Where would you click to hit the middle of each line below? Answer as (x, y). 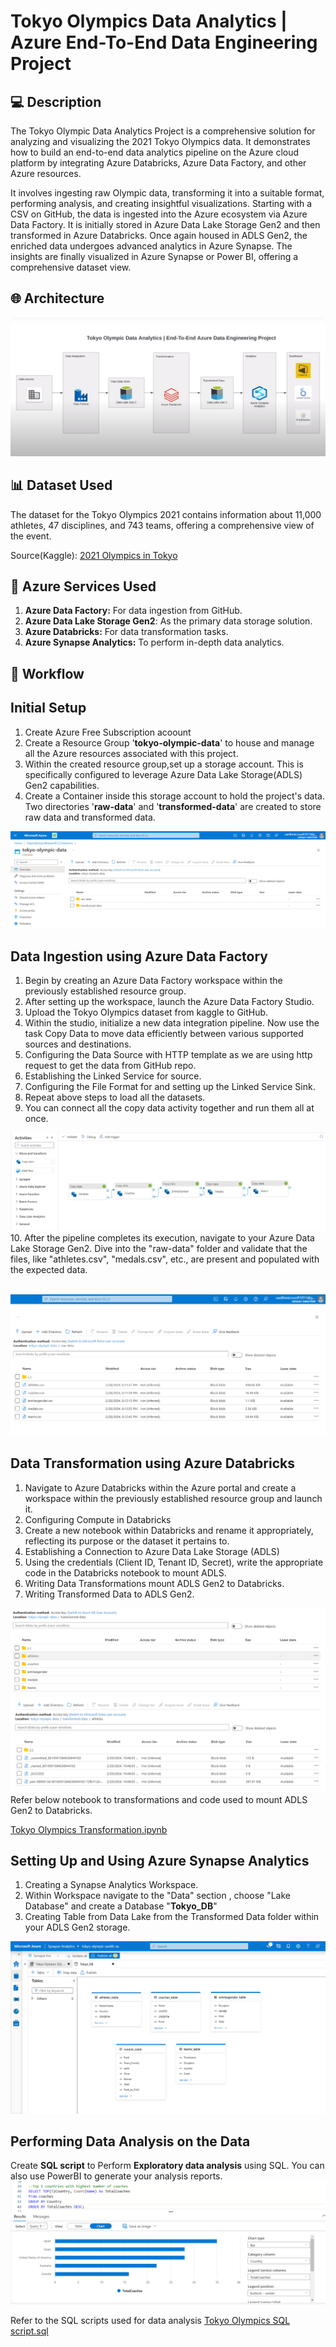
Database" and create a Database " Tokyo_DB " (121, 1906)
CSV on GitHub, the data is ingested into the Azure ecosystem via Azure (159, 214)
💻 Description (56, 101)
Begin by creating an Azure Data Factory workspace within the (153, 980)
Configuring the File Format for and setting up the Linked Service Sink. (170, 1086)
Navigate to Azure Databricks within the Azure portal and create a (160, 1487)
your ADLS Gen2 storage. (77, 1927)
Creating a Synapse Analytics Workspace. (111, 1885)
